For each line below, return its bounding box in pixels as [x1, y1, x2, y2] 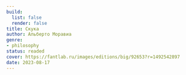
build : [6, 8, 23, 15]
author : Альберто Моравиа [6, 31, 71, 37]
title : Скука [6, 25, 39, 32]
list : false [12, 15, 42, 21]
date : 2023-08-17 [6, 59, 50, 65]
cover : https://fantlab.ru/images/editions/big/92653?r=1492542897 [6, 54, 181, 60]
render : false [12, 20, 47, 26]
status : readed [6, 48, 45, 54]
